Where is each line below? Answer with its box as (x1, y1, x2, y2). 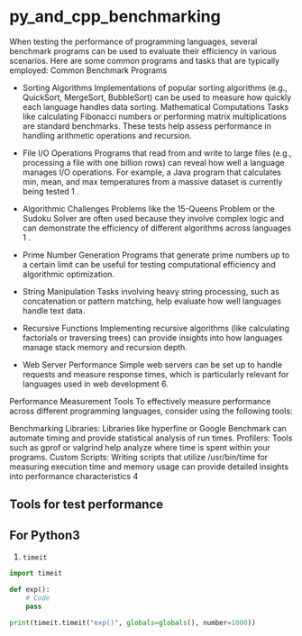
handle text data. (22, 304, 86, 316)
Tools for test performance (9, 497, 164, 513)
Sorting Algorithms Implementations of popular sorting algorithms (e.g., (22, 82, 288, 93)
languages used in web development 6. (22, 378, 169, 389)
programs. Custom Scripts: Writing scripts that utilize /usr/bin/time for (9, 451, 269, 462)
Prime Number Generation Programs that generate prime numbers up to (22, 250, 290, 260)
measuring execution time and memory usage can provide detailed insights (9, 461, 289, 472)
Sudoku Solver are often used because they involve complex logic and (22, 213, 285, 223)
